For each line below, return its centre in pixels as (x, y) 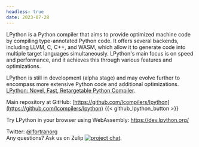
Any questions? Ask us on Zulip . (64, 137)
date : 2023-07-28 (28, 17)
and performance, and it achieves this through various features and (89, 60)
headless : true (25, 12)
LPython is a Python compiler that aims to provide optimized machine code (99, 34)
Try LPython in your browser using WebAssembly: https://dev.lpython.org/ (98, 120)
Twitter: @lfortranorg (32, 131)
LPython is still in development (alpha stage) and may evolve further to (93, 78)
